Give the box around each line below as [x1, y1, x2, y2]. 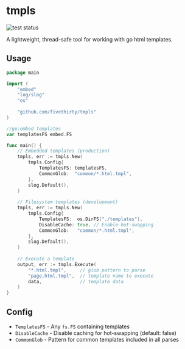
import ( [6, 81, 29, 87]
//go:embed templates [6, 126, 61, 132]
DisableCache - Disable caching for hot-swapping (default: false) [15, 329, 176, 336]
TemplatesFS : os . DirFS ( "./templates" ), [38, 216, 143, 222]
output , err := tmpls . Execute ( [17, 261, 97, 267]
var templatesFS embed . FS [6, 131, 72, 137]
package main [6, 70, 40, 76]
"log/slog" [17, 92, 45, 98]
